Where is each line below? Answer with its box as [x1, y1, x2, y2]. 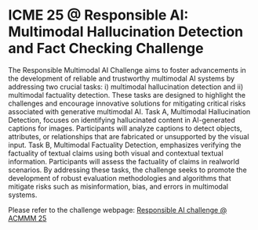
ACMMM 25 [8, 214, 47, 223]
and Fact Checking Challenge [8, 40, 204, 57]
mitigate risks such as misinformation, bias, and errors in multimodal [8, 181, 229, 191]
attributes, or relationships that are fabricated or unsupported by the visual [8, 131, 249, 141]
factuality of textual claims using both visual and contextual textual [8, 148, 223, 158]
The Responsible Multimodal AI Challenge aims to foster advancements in [8, 65, 247, 74]
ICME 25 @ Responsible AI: [8, 6, 189, 24]
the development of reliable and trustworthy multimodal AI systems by [8, 74, 235, 83]
